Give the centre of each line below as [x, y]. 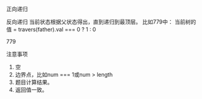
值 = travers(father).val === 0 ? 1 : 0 [51, 29]
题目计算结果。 [34, 82]
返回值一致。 [31, 90]
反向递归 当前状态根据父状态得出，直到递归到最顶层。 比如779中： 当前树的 [101, 22]
